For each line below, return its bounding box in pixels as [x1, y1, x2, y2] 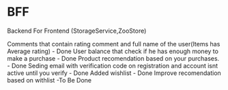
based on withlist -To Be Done [7, 76, 92, 84]
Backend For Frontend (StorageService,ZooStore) [7, 27, 147, 35]
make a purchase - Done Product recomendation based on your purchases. [7, 54, 220, 62]
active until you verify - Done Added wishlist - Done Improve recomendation [7, 69, 222, 77]
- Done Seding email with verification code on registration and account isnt [7, 61, 218, 70]
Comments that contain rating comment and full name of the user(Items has [7, 40, 220, 48]
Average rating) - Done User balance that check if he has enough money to [7, 47, 218, 55]
